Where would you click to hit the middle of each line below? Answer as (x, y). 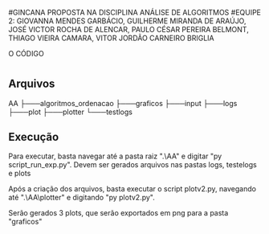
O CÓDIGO (26, 53)
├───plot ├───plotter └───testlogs (70, 112)
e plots (20, 174)
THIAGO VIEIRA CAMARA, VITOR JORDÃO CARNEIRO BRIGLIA (111, 38)
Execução (34, 137)
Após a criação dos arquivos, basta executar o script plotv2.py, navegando (132, 189)
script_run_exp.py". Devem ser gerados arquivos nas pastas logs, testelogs (132, 165)
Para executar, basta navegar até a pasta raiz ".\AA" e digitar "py (115, 156)
